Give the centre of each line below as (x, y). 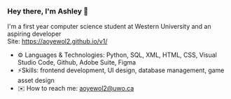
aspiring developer (34, 34)
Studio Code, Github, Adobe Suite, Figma (77, 62)
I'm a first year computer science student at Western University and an (109, 27)
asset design (36, 81)
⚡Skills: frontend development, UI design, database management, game (121, 70)
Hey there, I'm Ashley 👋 (48, 11)
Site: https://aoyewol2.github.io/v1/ (57, 41)
